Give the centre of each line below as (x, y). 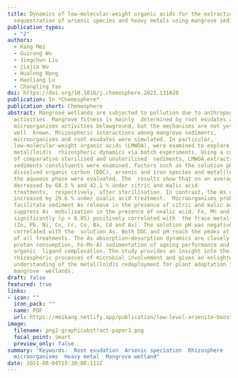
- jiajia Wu (32, 67)
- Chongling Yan (38, 87)
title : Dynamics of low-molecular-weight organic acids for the (104, 14)
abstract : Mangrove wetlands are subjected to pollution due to (104, 113)
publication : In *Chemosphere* (53, 100)
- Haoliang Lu (34, 80)
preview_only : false (44, 344)
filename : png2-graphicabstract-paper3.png (79, 330)
